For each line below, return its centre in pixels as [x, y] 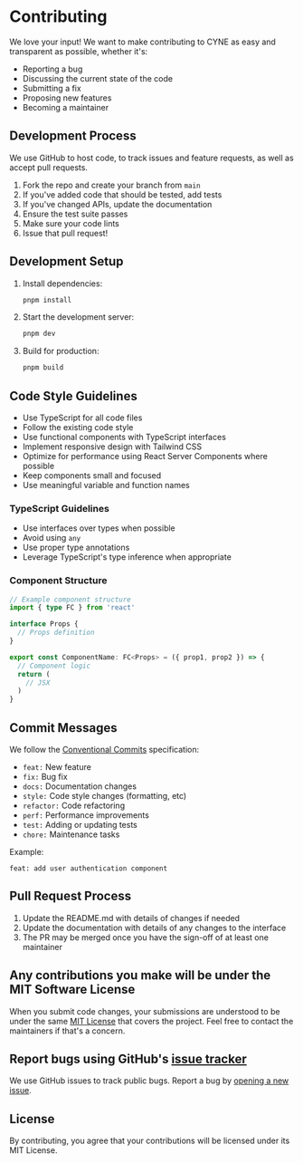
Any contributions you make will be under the [140, 976]
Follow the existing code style [78, 427]
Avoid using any [52, 538]
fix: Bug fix [45, 777]
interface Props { [44, 624]
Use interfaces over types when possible [99, 528]
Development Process [73, 136]
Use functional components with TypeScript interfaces [124, 437]
